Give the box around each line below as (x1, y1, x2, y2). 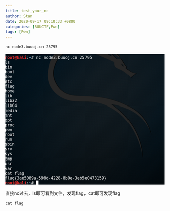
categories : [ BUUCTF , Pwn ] (5, 24, 60, 29)
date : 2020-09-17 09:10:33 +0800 (5, 19, 76, 24)
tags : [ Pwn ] (5, 29, 30, 35)
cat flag (5, 201, 24, 206)
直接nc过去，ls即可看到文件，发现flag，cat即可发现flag (5, 190, 120, 196)
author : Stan (5, 13, 33, 19)
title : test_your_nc (5, 8, 49, 13)
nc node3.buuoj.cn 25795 (5, 44, 58, 50)
